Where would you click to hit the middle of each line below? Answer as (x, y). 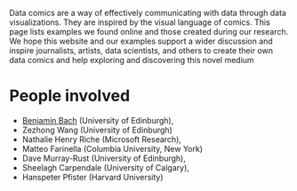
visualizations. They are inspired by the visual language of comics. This (140, 22)
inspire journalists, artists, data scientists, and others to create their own (141, 51)
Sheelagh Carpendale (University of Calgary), (105, 167)
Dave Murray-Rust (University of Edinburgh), (104, 158)
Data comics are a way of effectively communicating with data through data (148, 13)
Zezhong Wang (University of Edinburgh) (97, 130)
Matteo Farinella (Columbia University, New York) (112, 148)
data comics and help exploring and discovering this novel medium (132, 60)
